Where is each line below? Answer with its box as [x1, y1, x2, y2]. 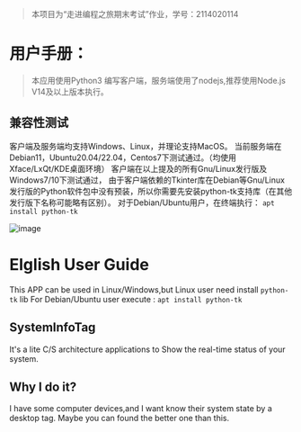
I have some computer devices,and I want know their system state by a [9, 403, 272, 414]
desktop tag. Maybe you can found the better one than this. [9, 413, 230, 424]
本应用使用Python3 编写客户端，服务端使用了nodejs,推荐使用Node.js [31, 75, 286, 85]
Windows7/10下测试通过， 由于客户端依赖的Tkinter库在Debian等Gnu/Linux [9, 175, 286, 185]
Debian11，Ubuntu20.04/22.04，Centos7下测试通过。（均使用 [9, 152, 236, 163]
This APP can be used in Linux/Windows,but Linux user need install [9, 283, 259, 295]
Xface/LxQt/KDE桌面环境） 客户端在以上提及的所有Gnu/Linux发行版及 [9, 163, 268, 174]
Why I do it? [9, 379, 77, 394]
